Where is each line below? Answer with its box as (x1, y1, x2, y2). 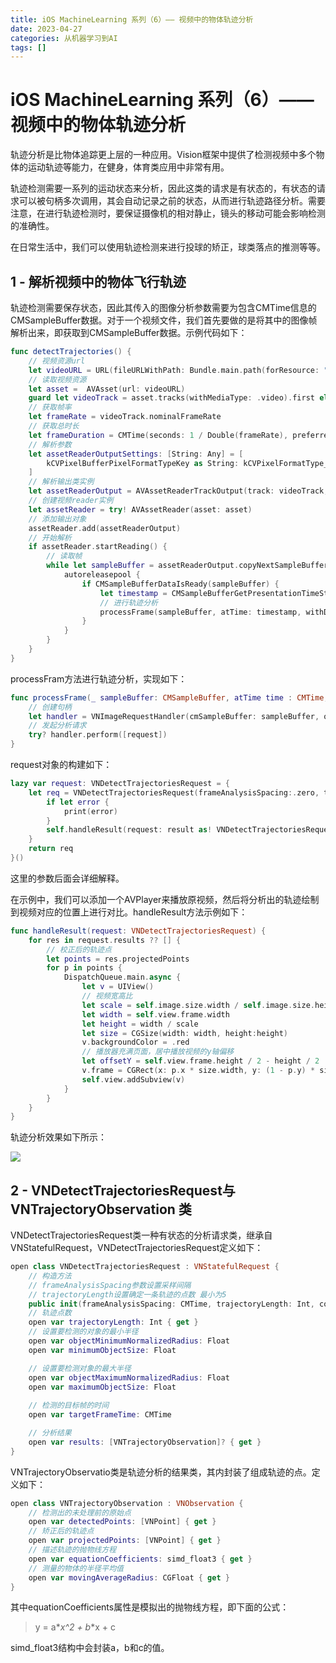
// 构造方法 (28, 1271, 72, 1281)
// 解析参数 (28, 439, 72, 450)
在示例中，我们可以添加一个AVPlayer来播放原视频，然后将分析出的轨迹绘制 (10, 893, 320, 905)
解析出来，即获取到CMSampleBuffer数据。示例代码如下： (10, 327, 248, 338)
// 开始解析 (28, 532, 72, 543)
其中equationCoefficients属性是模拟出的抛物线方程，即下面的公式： (10, 1601, 290, 1613)
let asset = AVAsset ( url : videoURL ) (28, 384, 186, 394)
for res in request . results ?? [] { (28, 935, 182, 945)
